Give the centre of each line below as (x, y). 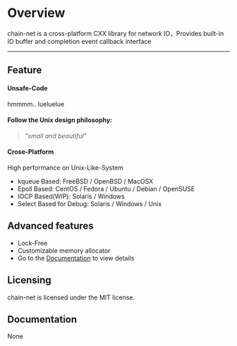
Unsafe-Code (28, 88)
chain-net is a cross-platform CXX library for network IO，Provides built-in (116, 33)
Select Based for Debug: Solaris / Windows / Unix (90, 203)
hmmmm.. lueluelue (36, 104)
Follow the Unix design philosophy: (60, 120)
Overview (36, 13)
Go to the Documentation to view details (76, 258)
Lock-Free (32, 243)
